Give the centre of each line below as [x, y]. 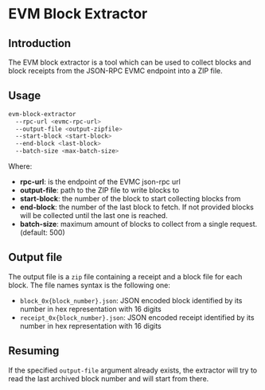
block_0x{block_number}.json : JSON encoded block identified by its [131, 300]
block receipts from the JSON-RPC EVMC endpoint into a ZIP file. [115, 71]
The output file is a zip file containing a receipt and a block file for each [125, 276]
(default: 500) [42, 232]
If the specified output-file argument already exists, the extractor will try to [132, 370]
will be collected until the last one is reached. [94, 216]
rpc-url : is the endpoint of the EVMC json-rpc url [100, 182]
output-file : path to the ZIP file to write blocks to [99, 190]
